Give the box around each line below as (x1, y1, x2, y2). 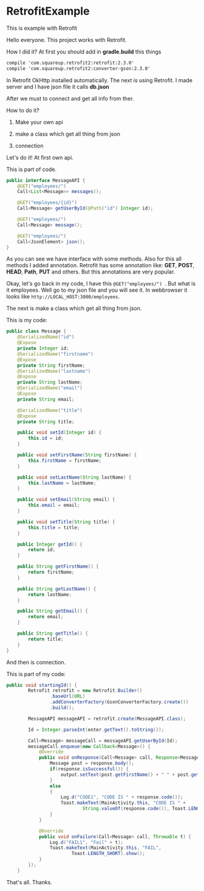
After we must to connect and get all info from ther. (6, 94, 134, 102)
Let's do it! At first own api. (6, 153, 74, 161)
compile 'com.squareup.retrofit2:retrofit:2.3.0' (6, 60, 135, 66)
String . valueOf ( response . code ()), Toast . (82, 806, 189, 812)
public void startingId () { (6, 682, 78, 688)
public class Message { (6, 328, 67, 334)
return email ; (28, 614, 64, 620)
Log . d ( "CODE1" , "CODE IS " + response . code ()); (60, 794, 183, 800)
